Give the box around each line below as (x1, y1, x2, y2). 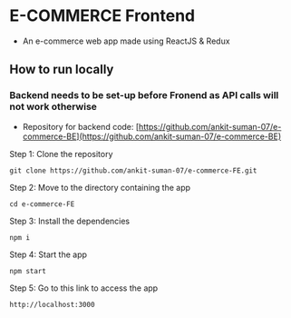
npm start (9, 266, 47, 275)
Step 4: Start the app (9, 249, 88, 260)
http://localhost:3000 (9, 300, 95, 309)
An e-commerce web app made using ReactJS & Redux (22, 35, 230, 46)
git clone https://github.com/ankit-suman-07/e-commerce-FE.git (9, 165, 257, 175)
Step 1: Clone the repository (9, 148, 113, 159)
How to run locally (9, 62, 114, 77)
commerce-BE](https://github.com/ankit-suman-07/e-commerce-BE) (22, 131, 282, 142)
